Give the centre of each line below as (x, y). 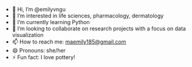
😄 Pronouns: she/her (39, 50)
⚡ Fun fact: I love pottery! (43, 57)
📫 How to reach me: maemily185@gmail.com (69, 42)
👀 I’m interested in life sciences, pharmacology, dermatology (88, 16)
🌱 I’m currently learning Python (51, 22)
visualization (28, 35)
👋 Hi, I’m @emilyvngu (39, 9)
